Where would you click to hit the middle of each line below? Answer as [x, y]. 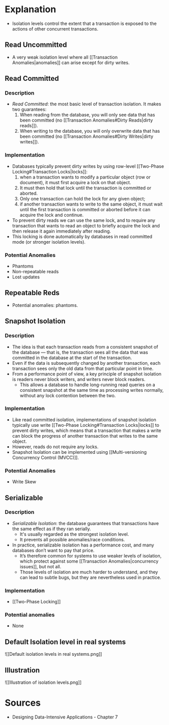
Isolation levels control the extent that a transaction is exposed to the [84, 23]
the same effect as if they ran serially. [51, 529]
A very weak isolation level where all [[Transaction [65, 57]
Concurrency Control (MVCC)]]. [46, 457]
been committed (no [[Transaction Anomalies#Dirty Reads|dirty [86, 120]
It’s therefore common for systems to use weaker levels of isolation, [91, 556]
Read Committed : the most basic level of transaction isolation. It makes [87, 104]
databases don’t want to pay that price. [53, 550]
